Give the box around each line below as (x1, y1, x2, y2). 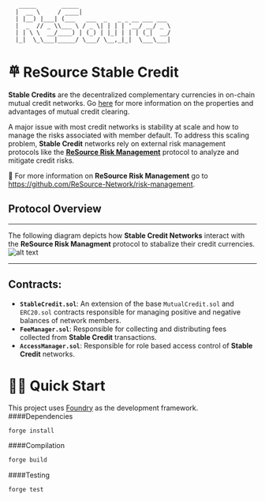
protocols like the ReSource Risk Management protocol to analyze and (8, 147, 239, 156)
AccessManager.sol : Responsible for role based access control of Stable (19, 341, 253, 350)
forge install (8, 427, 55, 435)
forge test (8, 486, 44, 494)
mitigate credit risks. (8, 156, 75, 165)
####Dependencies (8, 411, 73, 420)
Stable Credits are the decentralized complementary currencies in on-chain (8, 89, 255, 100)
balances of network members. (19, 315, 121, 325)
